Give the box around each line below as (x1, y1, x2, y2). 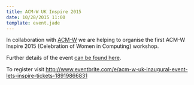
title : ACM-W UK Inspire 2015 (6, 8, 82, 15)
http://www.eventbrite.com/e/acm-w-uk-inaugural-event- (46, 66, 188, 73)
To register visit (6, 66, 45, 73)
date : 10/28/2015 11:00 (6, 14, 66, 20)
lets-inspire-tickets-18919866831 (6, 72, 88, 80)
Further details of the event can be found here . (6, 54, 122, 62)
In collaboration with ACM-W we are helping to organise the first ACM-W (6, 37, 186, 44)
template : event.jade (6, 20, 60, 26)
